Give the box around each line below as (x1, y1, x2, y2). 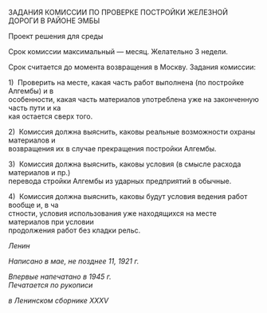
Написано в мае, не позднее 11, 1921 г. (8, 256, 139, 266)
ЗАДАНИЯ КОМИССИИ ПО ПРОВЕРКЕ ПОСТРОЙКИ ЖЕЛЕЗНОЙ (8, 8, 229, 17)
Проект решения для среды (8, 32, 104, 41)
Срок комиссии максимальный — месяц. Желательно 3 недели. (8, 47, 229, 56)
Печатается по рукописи (8, 280, 93, 290)
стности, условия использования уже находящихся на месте (8, 209, 217, 218)
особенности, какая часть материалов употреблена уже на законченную (8, 95, 259, 104)
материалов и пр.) (8, 168, 71, 177)
